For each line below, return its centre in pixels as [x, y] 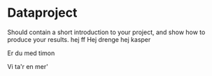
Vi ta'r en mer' [28, 66]
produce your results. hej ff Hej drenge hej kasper [79, 39]
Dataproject [42, 13]
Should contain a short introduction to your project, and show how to [106, 32]
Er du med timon [31, 53]
